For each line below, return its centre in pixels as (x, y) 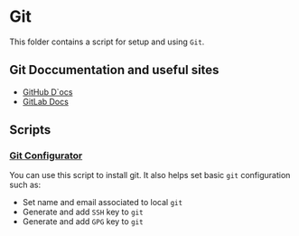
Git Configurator (46, 156)
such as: (25, 185)
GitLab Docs (46, 101)
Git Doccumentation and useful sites (114, 70)
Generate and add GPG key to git (83, 222)
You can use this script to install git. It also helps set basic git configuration (150, 175)
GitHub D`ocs (47, 91)
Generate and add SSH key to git (83, 212)
